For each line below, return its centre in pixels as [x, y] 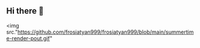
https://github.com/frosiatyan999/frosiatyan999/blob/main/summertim [105, 32]
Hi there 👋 [25, 11]
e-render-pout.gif [28, 38]
